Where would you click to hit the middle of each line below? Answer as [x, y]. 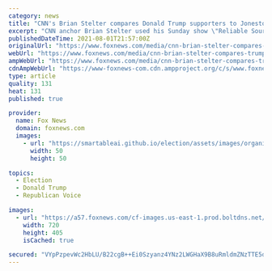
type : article [32, 76]
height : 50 [48, 159]
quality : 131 [30, 83]
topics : [21, 173]
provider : [25, 113]
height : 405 [43, 233]
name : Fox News [41, 121]
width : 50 [46, 150]
